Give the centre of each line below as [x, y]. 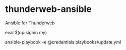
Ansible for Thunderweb [30, 23]
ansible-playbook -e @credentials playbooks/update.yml [63, 42]
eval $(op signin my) [26, 32]
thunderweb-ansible [48, 9]
